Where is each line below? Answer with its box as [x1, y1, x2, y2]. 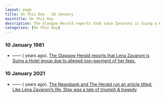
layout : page [5, 7, 32, 12]
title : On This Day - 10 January [5, 12, 74, 17]
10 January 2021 [5, 70, 46, 77]
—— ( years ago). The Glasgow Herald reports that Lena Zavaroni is [12, 52, 150, 59]
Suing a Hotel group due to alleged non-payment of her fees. [12, 58, 136, 64]
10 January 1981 [5, 42, 44, 48]
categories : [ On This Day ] [5, 25, 60, 30]
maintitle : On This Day [5, 16, 54, 21]
